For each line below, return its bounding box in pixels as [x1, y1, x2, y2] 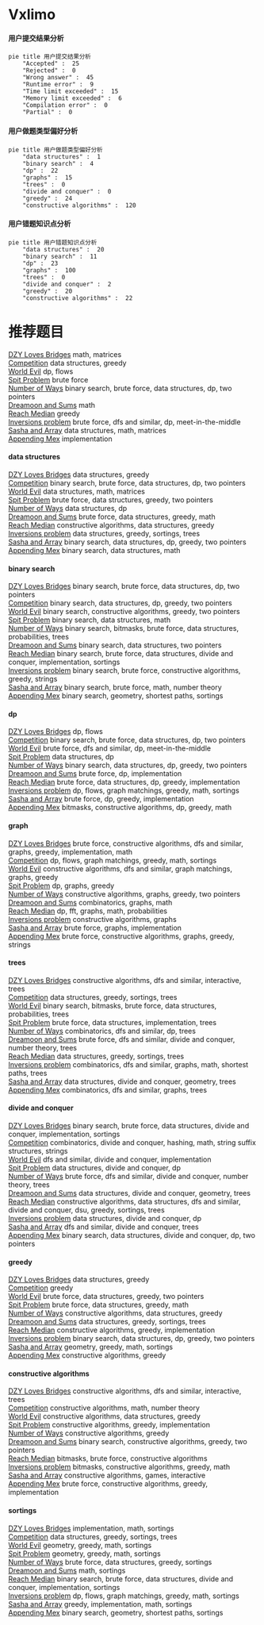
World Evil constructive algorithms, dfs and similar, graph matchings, [8, 863, 232, 874]
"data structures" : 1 [22, 152, 101, 160]
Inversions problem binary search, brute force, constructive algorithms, [8, 666, 241, 675]
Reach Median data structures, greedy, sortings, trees [8, 1051, 185, 1061]
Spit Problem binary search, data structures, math [8, 615, 171, 624]
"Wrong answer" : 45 [22, 74, 94, 82]
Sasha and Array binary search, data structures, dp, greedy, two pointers [8, 537, 247, 547]
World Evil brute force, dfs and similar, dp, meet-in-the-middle [8, 743, 212, 753]
